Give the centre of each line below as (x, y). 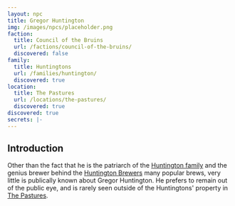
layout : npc (25, 14)
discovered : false (41, 54)
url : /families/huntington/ (56, 73)
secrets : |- (25, 119)
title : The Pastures (44, 93)
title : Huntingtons (43, 67)
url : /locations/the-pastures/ (60, 100)
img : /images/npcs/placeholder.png (60, 27)
